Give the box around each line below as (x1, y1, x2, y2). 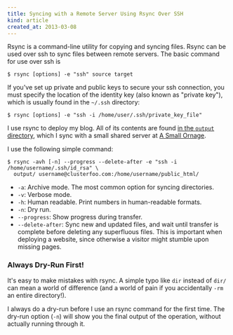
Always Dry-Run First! (7, 260, 84, 270)
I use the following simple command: (7, 145, 114, 153)
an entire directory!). (7, 291, 67, 299)
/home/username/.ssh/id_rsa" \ (7, 165, 99, 172)
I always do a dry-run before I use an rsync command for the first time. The (7, 304, 225, 313)
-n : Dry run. (17, 205, 51, 214)
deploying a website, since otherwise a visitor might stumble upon (17, 235, 209, 244)
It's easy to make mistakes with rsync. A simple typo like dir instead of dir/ (7, 276, 227, 285)
